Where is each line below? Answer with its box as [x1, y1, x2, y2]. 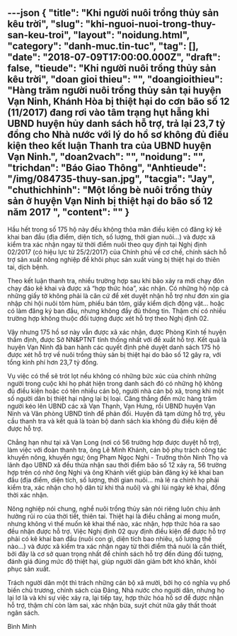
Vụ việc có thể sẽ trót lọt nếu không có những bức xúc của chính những [7, 371, 217, 380]
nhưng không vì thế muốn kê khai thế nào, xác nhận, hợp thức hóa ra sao [7, 519, 221, 528]
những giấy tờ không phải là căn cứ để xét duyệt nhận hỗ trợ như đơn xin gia [7, 291, 230, 300]
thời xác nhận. [7, 490, 49, 499]
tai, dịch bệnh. [7, 263, 50, 271]
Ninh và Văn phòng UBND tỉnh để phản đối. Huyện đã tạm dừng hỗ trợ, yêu [7, 409, 225, 418]
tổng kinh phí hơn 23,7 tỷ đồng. [7, 358, 99, 366]
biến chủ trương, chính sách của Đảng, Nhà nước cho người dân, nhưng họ [7, 586, 225, 594]
